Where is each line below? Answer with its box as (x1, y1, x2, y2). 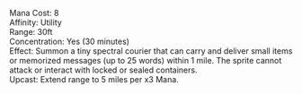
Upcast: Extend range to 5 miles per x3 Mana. (9, 74, 180, 84)
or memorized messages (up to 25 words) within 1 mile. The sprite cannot (9, 56, 282, 65)
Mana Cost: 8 (9, 8, 59, 18)
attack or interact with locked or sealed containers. (9, 64, 198, 75)
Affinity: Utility (9, 17, 63, 28)
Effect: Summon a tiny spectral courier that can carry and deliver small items (9, 46, 293, 56)
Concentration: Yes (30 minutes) (9, 36, 130, 47)
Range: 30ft (9, 27, 53, 37)
